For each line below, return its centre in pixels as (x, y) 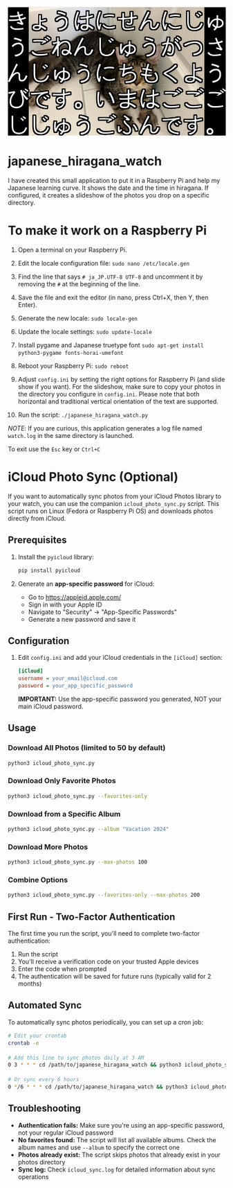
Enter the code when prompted (62, 969)
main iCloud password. (50, 706)
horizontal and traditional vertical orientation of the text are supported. (118, 401)
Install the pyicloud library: (56, 557)
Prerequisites (37, 540)
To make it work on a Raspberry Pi (107, 230)
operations (33, 1177)
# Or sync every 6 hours (44, 1080)
